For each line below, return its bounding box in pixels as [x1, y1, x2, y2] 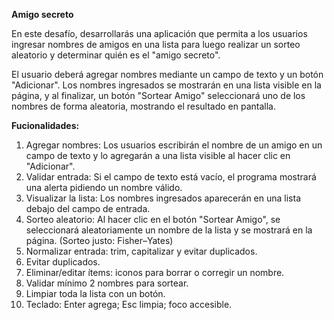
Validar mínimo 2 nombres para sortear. [25, 277, 189, 289]
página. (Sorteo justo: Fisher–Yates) [25, 235, 174, 246]
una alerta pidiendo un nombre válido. [25, 182, 183, 193]
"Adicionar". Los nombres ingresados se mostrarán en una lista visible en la [11, 79, 322, 91]
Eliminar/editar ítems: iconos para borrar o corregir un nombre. [25, 267, 285, 278]
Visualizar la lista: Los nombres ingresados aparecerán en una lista [25, 192, 301, 204]
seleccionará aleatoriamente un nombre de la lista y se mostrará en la [25, 224, 313, 236]
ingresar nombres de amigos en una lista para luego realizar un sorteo [11, 39, 301, 50]
